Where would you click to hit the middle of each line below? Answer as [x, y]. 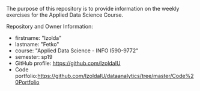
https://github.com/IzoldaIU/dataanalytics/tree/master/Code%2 [115, 76]
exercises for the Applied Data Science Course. [65, 15]
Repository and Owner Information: [50, 26]
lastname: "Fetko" [37, 44]
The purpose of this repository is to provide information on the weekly [93, 9]
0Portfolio [27, 82]
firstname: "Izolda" [38, 38]
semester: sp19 [34, 57]
